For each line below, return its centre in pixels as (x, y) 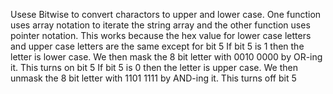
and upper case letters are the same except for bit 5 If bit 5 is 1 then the (157, 46)
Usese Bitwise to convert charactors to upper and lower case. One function (166, 14)
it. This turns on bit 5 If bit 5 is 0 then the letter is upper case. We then (154, 67)
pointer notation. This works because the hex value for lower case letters (161, 35)
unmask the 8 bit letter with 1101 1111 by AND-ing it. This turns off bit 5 (153, 78)
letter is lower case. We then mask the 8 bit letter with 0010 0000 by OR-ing (166, 57)
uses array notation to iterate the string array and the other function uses (160, 25)
